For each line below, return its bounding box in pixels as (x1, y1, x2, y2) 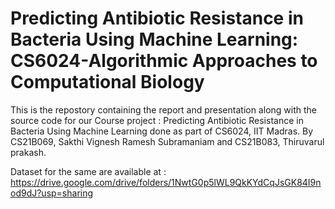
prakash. (10, 146, 47, 158)
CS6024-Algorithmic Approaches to (10, 50, 318, 72)
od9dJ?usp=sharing (10, 187, 94, 199)
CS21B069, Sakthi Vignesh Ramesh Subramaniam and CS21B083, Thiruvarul (10, 135, 325, 147)
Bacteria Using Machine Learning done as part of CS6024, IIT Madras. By (10, 125, 314, 137)
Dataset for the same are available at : (10, 165, 167, 177)
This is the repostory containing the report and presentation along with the (10, 103, 317, 116)
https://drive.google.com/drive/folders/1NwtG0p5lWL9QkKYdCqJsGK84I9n (10, 176, 322, 188)
